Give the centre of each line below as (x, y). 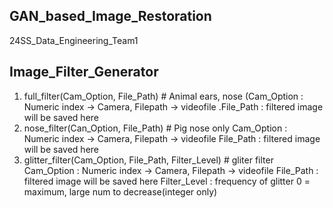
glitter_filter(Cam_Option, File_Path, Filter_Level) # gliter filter (148, 160)
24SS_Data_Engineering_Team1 (74, 40)
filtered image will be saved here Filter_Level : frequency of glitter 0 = (167, 181)
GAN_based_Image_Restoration (110, 16)
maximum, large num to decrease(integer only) (120, 191)
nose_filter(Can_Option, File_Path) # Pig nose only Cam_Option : (155, 128)
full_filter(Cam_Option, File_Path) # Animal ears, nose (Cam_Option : (163, 96)
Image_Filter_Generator (84, 72)
